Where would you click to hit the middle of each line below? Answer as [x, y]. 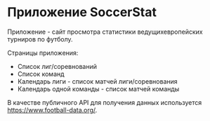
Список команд [41, 74]
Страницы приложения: [43, 53]
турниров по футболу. [40, 39]
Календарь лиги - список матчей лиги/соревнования [97, 81]
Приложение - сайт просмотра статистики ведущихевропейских [105, 32]
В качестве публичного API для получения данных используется [105, 102]
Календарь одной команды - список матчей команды [98, 89]
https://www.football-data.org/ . [52, 110]
